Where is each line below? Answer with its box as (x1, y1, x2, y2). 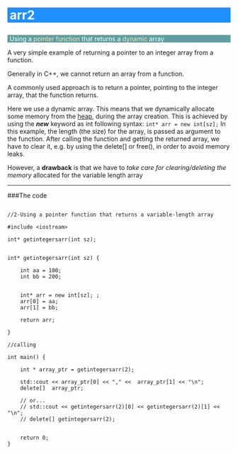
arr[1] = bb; (20, 305, 59, 312)
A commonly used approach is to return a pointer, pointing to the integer (7, 84, 218, 92)
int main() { (7, 354, 46, 361)
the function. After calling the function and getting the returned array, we (7, 135, 220, 143)
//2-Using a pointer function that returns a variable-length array (7, 211, 214, 219)
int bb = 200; (20, 273, 62, 280)
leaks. (7, 149, 25, 159)
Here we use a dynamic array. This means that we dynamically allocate (7, 105, 215, 113)
